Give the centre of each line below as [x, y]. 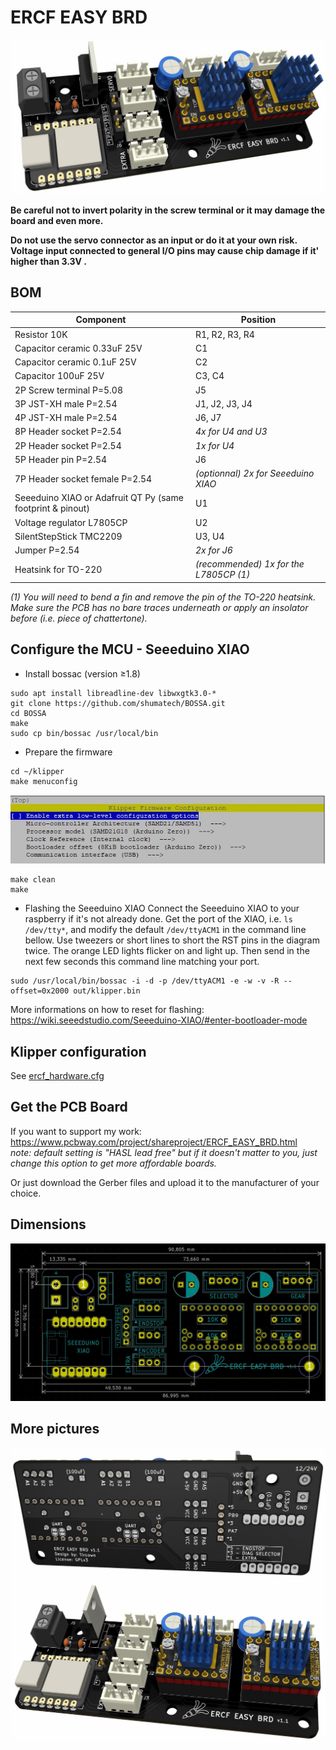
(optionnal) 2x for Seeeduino [254, 473]
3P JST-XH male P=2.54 [66, 403]
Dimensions [48, 1224]
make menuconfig [44, 781]
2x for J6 [213, 550]
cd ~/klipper [37, 771]
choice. [26, 1193]
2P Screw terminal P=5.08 [68, 390]
